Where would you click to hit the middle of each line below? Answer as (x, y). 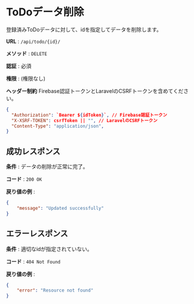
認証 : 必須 (19, 66)
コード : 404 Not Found (33, 261)
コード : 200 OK (24, 179)
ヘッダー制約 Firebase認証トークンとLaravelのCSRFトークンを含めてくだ (95, 91)
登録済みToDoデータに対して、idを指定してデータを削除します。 (84, 29)
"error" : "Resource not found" (55, 290)
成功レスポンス (33, 151)
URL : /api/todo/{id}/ (33, 41)
